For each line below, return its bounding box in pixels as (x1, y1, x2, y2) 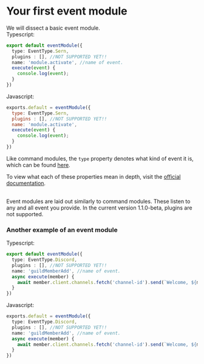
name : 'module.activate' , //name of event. (12, 59, 123, 65)
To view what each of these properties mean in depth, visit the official (6, 173, 181, 180)
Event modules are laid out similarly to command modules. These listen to (6, 197, 191, 205)
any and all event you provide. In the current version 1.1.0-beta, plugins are (6, 204, 192, 211)
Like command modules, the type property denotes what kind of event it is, (6, 154, 194, 162)
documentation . (6, 179, 46, 187)
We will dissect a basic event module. (6, 24, 100, 31)
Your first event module (6, 4, 127, 18)
